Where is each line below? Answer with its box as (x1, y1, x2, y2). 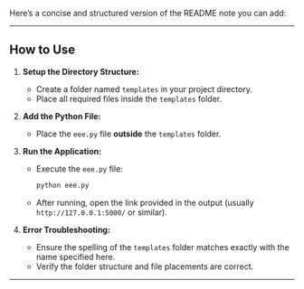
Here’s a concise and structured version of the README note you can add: (9, 8, 287, 18)
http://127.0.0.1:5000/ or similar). (35, 207, 167, 218)
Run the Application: (22, 145, 102, 156)
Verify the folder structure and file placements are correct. (35, 261, 254, 272)
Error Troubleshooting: (22, 224, 111, 235)
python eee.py (35, 181, 90, 190)
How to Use (9, 42, 76, 58)
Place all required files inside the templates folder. (35, 93, 223, 104)
